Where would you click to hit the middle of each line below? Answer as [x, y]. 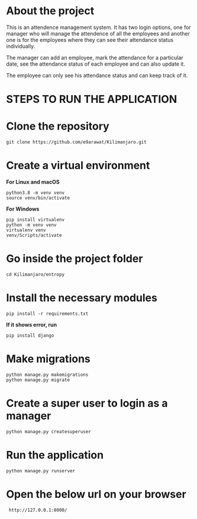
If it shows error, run [32, 324]
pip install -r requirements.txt [47, 314]
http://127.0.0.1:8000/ [38, 510]
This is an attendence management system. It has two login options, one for [98, 27]
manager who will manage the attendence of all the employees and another [98, 33]
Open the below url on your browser [96, 494]
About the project [50, 11]
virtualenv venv [26, 230]
